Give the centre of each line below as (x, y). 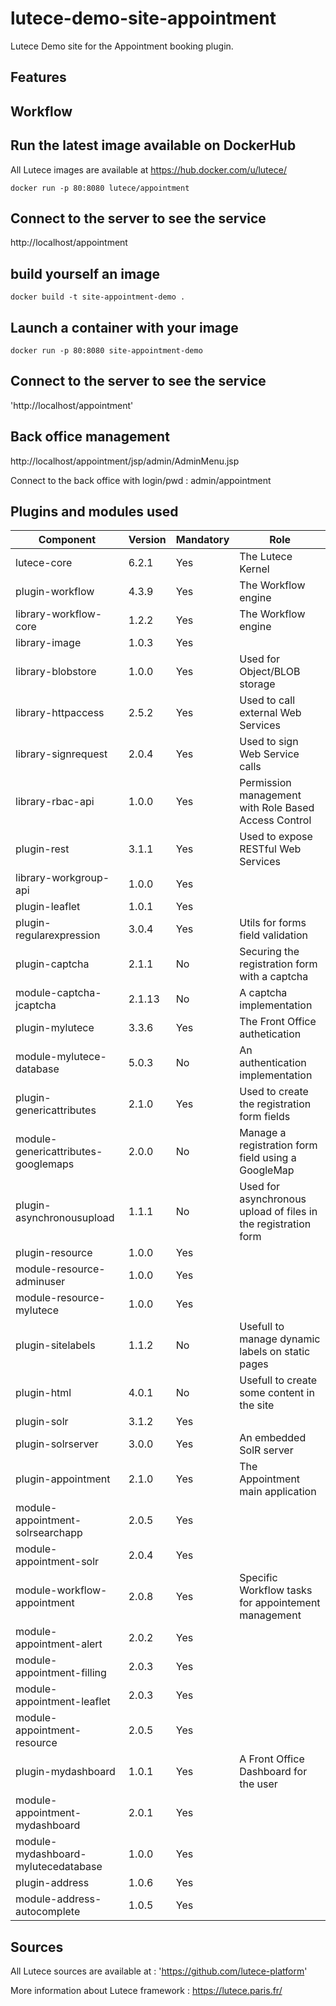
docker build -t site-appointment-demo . (98, 297)
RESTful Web (270, 849)
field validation (273, 935)
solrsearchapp (49, 1533)
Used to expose (276, 837)
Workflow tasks (276, 1590)
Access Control (275, 820)
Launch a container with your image (124, 327)
